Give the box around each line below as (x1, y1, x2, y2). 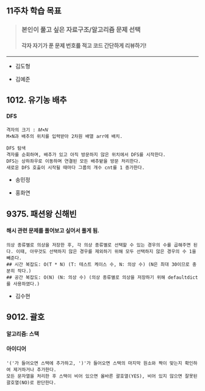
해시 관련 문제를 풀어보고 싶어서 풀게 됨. (6, 227, 99, 234)
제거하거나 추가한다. (13, 367, 57, 373)
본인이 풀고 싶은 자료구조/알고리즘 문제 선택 (21, 26, 141, 34)
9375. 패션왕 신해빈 (6, 209, 77, 219)
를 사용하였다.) (6, 281, 40, 287)
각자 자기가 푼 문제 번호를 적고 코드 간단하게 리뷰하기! (21, 41, 147, 49)
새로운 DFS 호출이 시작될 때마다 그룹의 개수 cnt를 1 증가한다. (6, 165, 145, 171)
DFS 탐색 (6, 145, 26, 151)
